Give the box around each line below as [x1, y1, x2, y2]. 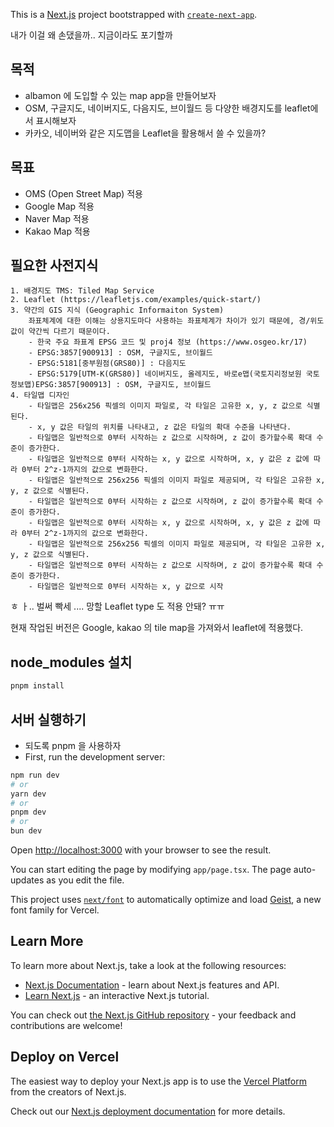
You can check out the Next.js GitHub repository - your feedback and [10, 1009, 297, 1021]
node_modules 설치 [10, 654, 133, 671]
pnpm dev [10, 807, 47, 818]
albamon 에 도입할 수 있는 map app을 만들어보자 [24, 89, 217, 101]
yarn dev [10, 789, 47, 799]
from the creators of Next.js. [10, 1085, 127, 1098]
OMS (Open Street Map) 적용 [24, 187, 143, 199]
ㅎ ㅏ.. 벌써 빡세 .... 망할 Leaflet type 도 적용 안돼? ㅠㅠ [10, 600, 225, 613]
